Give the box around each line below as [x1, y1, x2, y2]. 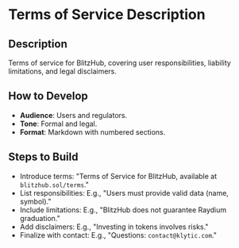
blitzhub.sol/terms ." [19, 180, 90, 189]
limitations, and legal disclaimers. [8, 67, 118, 76]
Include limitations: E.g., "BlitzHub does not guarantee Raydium [19, 204, 227, 215]
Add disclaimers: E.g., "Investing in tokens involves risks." [19, 222, 209, 231]
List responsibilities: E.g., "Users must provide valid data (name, [19, 188, 229, 197]
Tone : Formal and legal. [19, 119, 98, 128]
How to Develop [8, 90, 89, 103]
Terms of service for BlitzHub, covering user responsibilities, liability [8, 58, 232, 67]
